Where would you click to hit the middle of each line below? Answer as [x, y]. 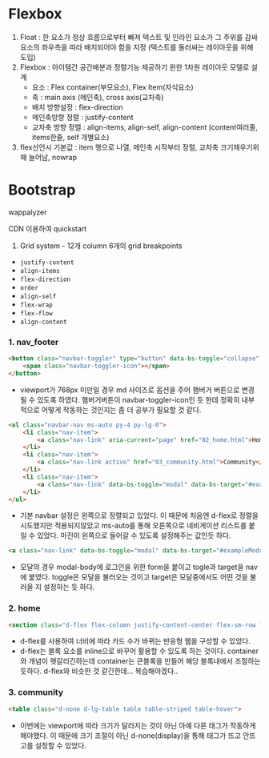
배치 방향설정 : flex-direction [77, 107]
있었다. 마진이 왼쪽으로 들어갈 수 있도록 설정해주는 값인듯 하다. [134, 535]
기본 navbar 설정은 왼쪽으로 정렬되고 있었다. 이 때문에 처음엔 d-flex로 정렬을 [139, 515]
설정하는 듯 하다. [69, 587]
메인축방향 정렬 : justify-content [82, 117]
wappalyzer [28, 212]
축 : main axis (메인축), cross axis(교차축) [98, 97]
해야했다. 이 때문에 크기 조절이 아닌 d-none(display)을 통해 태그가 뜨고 [130, 735]
